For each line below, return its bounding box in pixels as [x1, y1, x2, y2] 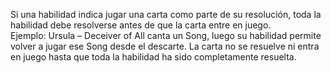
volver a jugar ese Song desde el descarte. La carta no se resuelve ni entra [10, 40, 320, 52]
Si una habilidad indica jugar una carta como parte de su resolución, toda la [10, 9, 322, 20]
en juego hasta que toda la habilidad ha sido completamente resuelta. [10, 51, 297, 63]
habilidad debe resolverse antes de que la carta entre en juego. [10, 19, 272, 31]
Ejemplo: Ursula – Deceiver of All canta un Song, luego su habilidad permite [10, 30, 322, 41]
